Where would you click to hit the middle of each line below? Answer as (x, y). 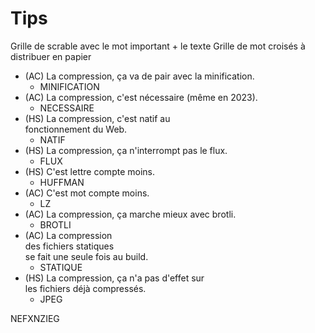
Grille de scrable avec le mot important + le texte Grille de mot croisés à (158, 46)
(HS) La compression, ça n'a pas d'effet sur (114, 278)
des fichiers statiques (69, 246)
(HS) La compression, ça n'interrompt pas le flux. (126, 150)
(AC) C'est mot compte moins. (87, 193)
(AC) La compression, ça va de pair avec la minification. (139, 76)
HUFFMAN (62, 182)
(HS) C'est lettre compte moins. (89, 171)
